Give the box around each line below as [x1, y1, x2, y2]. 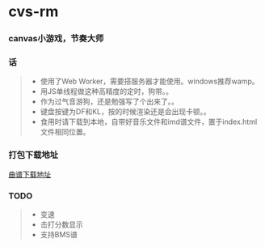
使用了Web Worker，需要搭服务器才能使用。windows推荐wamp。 [40, 76, 259, 87]
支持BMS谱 [40, 230, 78, 239]
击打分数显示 [40, 219, 83, 229]
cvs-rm [8, 2, 59, 21]
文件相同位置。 [40, 127, 90, 137]
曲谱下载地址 [8, 169, 51, 179]
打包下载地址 [8, 149, 59, 160]
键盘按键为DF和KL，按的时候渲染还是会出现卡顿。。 [40, 107, 212, 117]
